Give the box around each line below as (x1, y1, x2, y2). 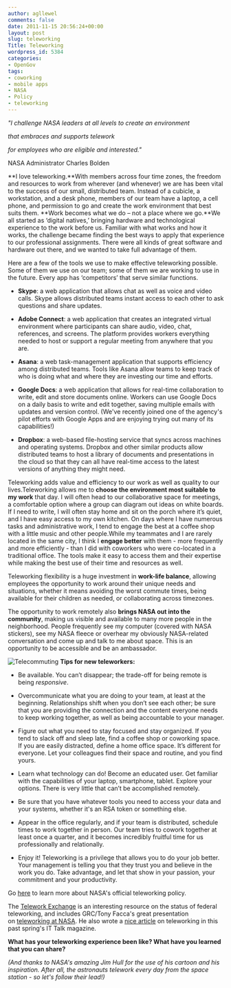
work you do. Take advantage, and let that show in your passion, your (17, 868, 215, 876)
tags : (8, 68, 23, 74)
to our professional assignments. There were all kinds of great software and (8, 238, 223, 246)
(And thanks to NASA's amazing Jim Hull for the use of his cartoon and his (8, 958, 220, 966)
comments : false (8, 17, 54, 23)
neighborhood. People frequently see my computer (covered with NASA (8, 622, 212, 630)
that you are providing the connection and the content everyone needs (17, 706, 219, 714)
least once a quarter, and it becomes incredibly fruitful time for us (17, 832, 203, 841)
